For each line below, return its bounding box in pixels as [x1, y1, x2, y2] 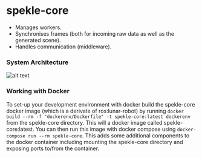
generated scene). [15, 36, 62, 44]
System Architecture [6, 58, 69, 67]
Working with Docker [6, 87, 70, 96]
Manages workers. [15, 24, 62, 31]
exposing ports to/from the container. [6, 145, 100, 152]
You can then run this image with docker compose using [35, 125, 176, 133]
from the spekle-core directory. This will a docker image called [6, 119, 163, 126]
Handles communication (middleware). [15, 43, 112, 50]
